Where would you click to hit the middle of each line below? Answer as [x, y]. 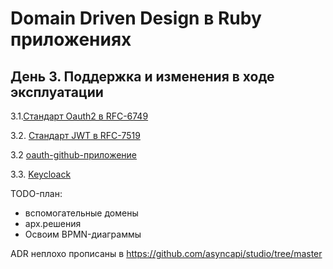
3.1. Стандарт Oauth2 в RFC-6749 [79, 116]
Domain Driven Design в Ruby [136, 18]
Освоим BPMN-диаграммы [83, 234]
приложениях [71, 39]
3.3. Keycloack [41, 174]
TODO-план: [36, 193]
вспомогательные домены [81, 213]
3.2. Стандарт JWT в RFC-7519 [75, 135]
